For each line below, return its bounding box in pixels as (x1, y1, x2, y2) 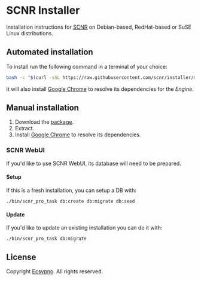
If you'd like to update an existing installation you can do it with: (6, 224, 163, 231)
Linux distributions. (6, 29, 54, 36)
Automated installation (6, 47, 94, 57)
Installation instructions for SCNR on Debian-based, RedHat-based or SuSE (6, 23, 191, 30)
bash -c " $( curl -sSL (6, 74, 60, 81)
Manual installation (6, 103, 80, 113)
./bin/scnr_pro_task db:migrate (6, 236, 87, 242)
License (6, 252, 36, 262)
